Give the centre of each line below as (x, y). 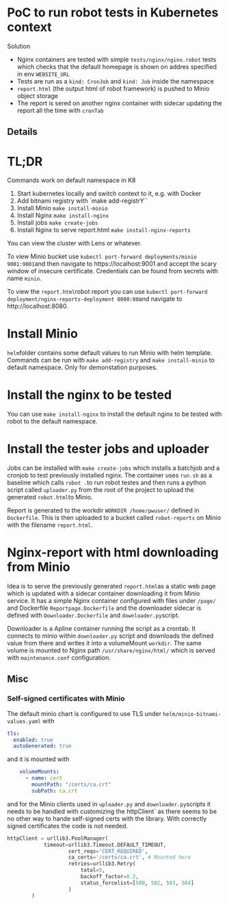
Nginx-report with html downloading (113, 553)
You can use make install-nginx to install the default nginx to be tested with (114, 414)
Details (22, 132)
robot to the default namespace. (52, 421)
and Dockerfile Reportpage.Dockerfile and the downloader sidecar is (104, 608)
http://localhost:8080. (38, 306)
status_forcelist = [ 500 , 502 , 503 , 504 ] (137, 883)
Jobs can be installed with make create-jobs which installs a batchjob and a (113, 468)
